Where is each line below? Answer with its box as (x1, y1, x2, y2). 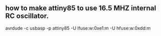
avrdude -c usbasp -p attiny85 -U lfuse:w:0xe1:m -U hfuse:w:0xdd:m (5, 25, 151, 31)
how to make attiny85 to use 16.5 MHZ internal (5, 4, 156, 12)
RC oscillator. (5, 12, 49, 20)
